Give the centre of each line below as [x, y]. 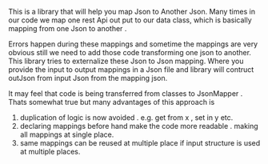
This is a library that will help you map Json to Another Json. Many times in [132, 12]
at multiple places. [50, 152]
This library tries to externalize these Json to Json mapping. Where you [126, 61]
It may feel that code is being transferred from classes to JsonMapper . [126, 94]
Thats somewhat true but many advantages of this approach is [112, 102]
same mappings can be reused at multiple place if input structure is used [140, 143]
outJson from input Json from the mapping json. [88, 78]
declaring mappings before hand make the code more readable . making [139, 126]
